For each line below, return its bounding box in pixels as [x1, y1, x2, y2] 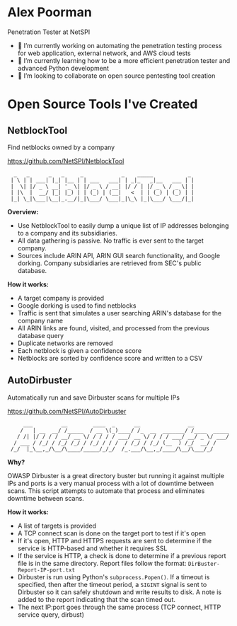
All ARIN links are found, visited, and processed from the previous [17, 323, 210, 332]
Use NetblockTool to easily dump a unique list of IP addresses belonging [17, 221, 229, 230]
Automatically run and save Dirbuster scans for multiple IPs [7, 393, 180, 402]
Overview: [7, 207, 39, 216]
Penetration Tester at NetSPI [7, 28, 91, 36]
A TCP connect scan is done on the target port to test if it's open [17, 528, 207, 538]
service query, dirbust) [17, 610, 85, 619]
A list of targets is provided [17, 521, 97, 530]
